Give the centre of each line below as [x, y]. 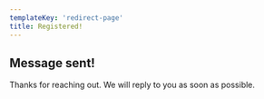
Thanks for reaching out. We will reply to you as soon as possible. [132, 85]
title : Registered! [46, 26]
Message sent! [52, 63]
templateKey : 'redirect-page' [67, 18]
